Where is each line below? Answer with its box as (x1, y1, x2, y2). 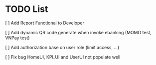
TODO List (5, 3, 48, 15)
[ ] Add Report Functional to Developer (5, 20, 85, 26)
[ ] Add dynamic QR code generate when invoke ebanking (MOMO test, (5, 29, 152, 35)
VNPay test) (5, 35, 30, 41)
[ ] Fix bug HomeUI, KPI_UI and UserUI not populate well (5, 54, 121, 60)
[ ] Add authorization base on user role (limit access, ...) (5, 44, 120, 50)
